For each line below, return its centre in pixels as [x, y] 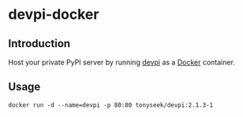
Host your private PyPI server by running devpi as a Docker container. [121, 62]
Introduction [39, 44]
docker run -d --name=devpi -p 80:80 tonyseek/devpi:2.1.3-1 [111, 105]
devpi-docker [54, 15]
